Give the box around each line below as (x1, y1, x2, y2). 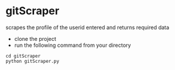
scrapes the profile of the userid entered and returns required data (5, 24, 170, 31)
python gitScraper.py (5, 58, 60, 64)
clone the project (14, 35, 57, 42)
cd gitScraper (5, 53, 41, 59)
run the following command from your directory (14, 42, 131, 49)
